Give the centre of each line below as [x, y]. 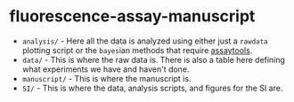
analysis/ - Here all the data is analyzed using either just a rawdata [145, 41]
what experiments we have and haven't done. [106, 69]
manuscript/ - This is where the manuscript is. [106, 78]
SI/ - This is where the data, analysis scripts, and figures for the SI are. [152, 88]
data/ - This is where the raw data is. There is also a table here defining [153, 59]
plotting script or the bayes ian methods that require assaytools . [137, 50]
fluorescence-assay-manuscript [132, 16]
